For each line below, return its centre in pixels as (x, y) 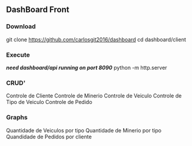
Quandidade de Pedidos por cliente (49, 137)
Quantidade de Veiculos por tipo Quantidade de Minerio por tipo (84, 130)
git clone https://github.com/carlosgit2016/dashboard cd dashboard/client (96, 39)
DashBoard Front (38, 10)
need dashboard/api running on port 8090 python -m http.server (87, 67)
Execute (18, 54)
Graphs (17, 118)
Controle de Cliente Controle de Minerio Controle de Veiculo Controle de (94, 96)
